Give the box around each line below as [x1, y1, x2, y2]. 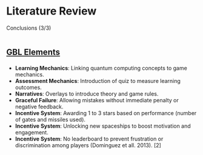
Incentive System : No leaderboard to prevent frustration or [15, 135, 164, 143]
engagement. [15, 129, 48, 136]
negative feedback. [15, 103, 64, 110]
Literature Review [6, 4, 97, 18]
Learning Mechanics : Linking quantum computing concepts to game [15, 65, 188, 72]
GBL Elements [6, 47, 61, 58]
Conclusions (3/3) [6, 24, 52, 31]
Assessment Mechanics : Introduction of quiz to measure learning [15, 77, 181, 85]
